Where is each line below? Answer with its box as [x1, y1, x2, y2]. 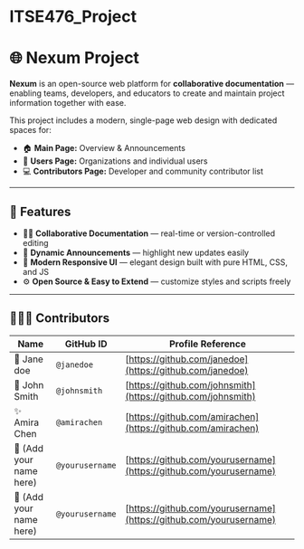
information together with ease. [9, 98, 127, 109]
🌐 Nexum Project [9, 48, 140, 69]
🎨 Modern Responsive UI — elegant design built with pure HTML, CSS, [22, 256, 288, 268]
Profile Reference [168, 337, 247, 350]
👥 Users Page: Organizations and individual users [22, 156, 208, 166]
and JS [22, 266, 50, 277]
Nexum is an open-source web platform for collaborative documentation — [9, 79, 295, 90]
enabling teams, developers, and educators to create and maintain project [9, 88, 285, 99]
